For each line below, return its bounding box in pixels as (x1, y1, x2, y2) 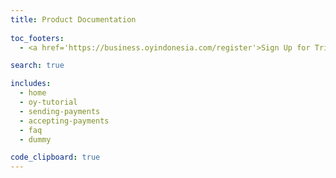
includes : (10, 79, 52, 89)
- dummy (19, 134, 52, 145)
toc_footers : (10, 33, 65, 43)
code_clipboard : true (10, 152, 101, 163)
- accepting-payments (19, 116, 110, 126)
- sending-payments (19, 106, 101, 116)
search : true (10, 61, 65, 71)
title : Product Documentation (10, 14, 137, 25)
